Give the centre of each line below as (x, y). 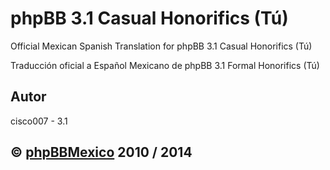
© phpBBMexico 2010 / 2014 (101, 152)
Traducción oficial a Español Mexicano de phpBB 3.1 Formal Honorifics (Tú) (165, 65)
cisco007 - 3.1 (39, 121)
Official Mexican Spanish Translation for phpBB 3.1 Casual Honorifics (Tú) (161, 46)
